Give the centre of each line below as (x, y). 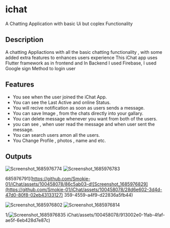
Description (24, 40)
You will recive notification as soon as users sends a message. (79, 108)
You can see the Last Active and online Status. (62, 102)
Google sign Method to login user (40, 68)
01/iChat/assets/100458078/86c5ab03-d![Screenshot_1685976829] (77, 184)
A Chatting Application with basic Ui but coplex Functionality (69, 24)
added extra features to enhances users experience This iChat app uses (81, 57)
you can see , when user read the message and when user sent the (84, 124)
